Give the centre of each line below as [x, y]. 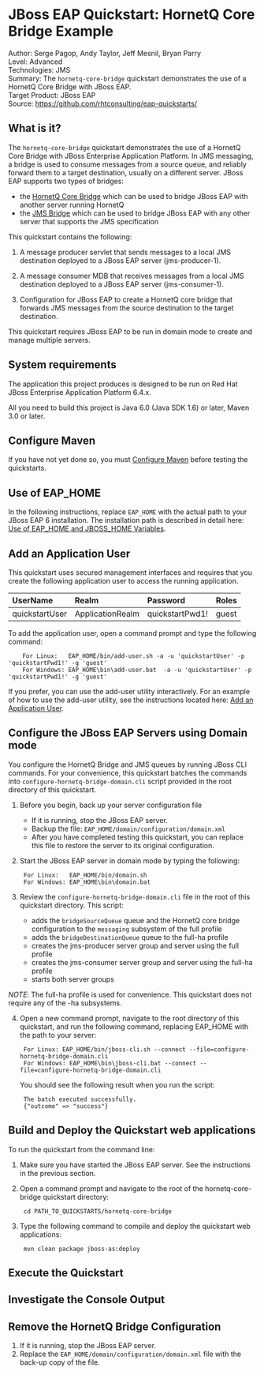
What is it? [35, 128]
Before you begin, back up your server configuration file [111, 805]
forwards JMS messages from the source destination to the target [126, 308]
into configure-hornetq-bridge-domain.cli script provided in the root [120, 781]
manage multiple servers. [49, 340]
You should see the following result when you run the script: [117, 1084]
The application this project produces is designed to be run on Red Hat [123, 384]
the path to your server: [58, 1035]
